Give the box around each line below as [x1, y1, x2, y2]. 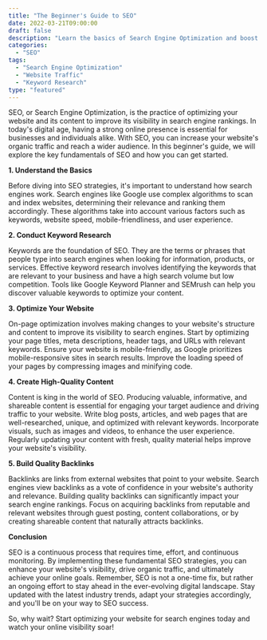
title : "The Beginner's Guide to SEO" [8, 11, 137, 20]
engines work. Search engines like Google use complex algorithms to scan [8, 189, 253, 200]
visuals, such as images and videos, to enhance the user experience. [8, 426, 235, 436]
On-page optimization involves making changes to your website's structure [8, 319, 255, 329]
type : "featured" [8, 85, 66, 94]
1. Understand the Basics [8, 165, 93, 176]
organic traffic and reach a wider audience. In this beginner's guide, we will [8, 141, 256, 152]
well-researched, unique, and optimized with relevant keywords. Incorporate [8, 418, 259, 428]
